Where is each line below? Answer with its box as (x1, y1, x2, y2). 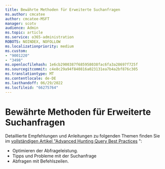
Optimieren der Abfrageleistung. (12, 148, 78, 154)
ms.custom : (5, 48, 28, 53)
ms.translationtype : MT (5, 71, 54, 76)
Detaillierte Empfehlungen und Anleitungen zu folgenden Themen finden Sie (5, 133, 160, 139)
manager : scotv (5, 21, 37, 26)
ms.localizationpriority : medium (5, 44, 74, 49)
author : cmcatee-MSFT (5, 16, 50, 21)
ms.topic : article (5, 30, 43, 35)
